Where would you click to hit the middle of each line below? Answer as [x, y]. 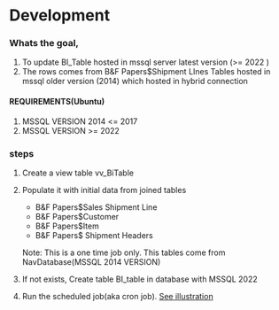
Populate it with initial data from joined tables [104, 190]
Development [60, 15]
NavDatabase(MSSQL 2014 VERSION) [91, 261]
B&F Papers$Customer [77, 216]
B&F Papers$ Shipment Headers [94, 235]
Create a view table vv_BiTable [78, 173]
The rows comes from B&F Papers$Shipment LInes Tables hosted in [146, 72]
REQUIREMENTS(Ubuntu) [57, 102]
